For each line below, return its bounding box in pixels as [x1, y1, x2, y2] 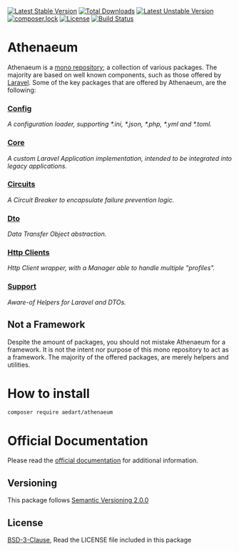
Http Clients [7, 247, 50, 257]
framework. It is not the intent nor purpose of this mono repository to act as [7, 345, 230, 354]
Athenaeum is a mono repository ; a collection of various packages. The [7, 63, 218, 71]
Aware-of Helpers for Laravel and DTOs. [7, 297, 126, 307]
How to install [7, 385, 91, 402]
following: [7, 86, 36, 94]
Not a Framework [7, 319, 86, 331]
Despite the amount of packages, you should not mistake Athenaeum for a [7, 337, 226, 346]
